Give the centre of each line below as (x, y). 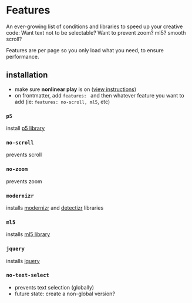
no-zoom (17, 169)
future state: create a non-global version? (65, 294)
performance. (23, 56)
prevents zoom (24, 181)
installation (27, 75)
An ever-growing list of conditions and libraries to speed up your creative (95, 26)
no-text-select (28, 275)
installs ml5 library (28, 234)
